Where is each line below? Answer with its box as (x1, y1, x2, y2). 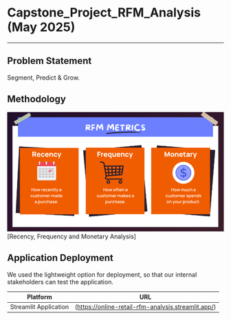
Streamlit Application (10, 303, 69, 311)
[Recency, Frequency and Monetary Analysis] (7, 232, 136, 240)
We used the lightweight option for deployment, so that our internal (7, 270, 197, 279)
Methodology (7, 93, 67, 105)
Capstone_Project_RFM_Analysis (7, 5, 201, 21)
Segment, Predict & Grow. (7, 73, 80, 82)
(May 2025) (7, 19, 76, 35)
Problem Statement (7, 55, 92, 67)
